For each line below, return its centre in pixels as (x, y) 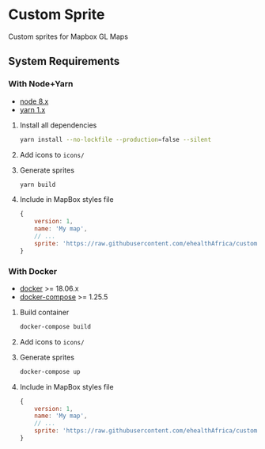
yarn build (38, 185)
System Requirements (64, 61)
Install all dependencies (58, 125)
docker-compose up (50, 371)
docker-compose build (55, 326)
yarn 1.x (32, 109)
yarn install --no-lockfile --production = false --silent (115, 139)
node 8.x (34, 101)
